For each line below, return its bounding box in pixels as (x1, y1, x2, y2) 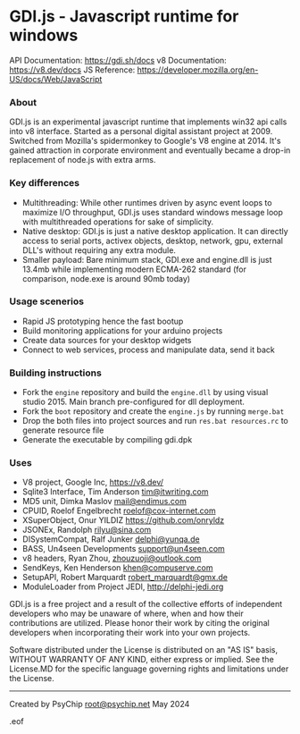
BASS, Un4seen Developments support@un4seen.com (21, 544, 225, 554)
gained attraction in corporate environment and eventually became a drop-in (9, 145, 291, 156)
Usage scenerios (9, 295, 85, 308)
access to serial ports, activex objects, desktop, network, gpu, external (21, 235, 284, 246)
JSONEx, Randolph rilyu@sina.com (21, 525, 152, 536)
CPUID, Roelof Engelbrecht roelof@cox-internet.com (21, 505, 216, 516)
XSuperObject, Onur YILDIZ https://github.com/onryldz (21, 515, 225, 526)
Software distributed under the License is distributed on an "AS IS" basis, (9, 645, 279, 655)
